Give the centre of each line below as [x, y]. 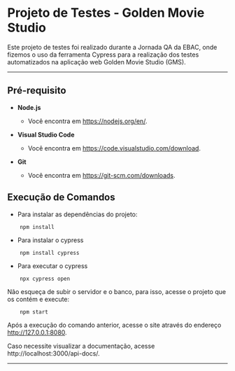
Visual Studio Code [46, 134]
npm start [34, 312]
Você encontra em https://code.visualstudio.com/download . [114, 148]
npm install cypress [50, 253]
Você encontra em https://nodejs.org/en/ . [87, 121]
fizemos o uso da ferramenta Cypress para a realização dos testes [103, 55]
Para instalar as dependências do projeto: [77, 214]
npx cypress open [45, 279]
